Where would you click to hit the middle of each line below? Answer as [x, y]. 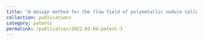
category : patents [29, 23]
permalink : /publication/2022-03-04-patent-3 [64, 29]
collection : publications [39, 17]
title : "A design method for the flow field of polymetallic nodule [94, 12]
